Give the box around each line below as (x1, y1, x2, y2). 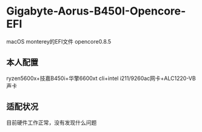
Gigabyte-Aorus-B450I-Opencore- (6, 4, 186, 18)
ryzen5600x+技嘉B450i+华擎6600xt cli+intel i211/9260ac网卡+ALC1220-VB (6, 74, 196, 82)
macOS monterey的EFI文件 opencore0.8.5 (6, 38, 112, 45)
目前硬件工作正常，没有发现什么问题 (6, 119, 97, 126)
